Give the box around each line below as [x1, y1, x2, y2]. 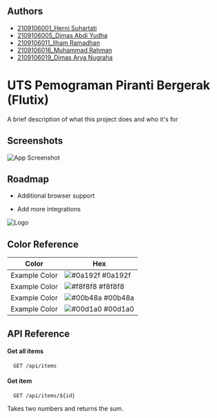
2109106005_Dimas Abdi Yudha [17, 31, 108, 39]
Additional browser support [17, 191, 95, 200]
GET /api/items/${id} [13, 392, 76, 399]
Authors [7, 6, 43, 17]
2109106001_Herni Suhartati [17, 23, 97, 32]
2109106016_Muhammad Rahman [17, 46, 112, 54]
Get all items [7, 347, 44, 355]
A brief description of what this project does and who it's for [7, 115, 178, 123]
